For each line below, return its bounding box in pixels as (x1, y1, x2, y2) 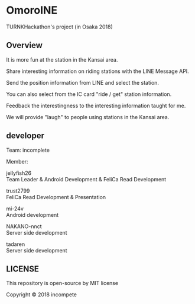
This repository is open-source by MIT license (6, 280, 119, 287)
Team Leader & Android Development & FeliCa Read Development (6, 175, 167, 183)
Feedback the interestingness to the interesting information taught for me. (6, 102, 186, 109)
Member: (6, 158, 28, 165)
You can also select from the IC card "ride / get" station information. (6, 90, 172, 98)
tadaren (6, 241, 25, 248)
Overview (6, 40, 43, 50)
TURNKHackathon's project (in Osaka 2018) (6, 23, 113, 30)
